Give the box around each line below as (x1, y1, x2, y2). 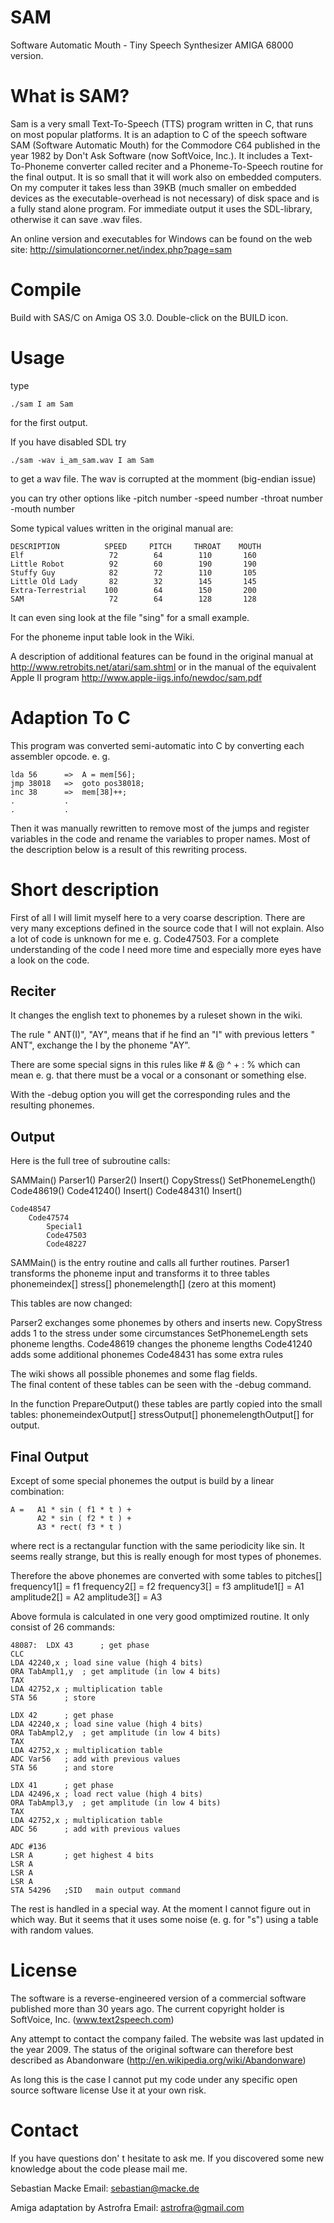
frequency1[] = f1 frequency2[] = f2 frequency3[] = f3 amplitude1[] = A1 (10, 1581, 305, 1593)
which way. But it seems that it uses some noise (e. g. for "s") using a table (10, 1914, 319, 1926)
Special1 (46, 1222, 83, 1232)
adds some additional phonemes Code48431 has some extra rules (10, 1349, 284, 1361)
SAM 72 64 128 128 (10, 594, 257, 604)
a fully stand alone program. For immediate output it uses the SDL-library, (10, 202, 313, 215)
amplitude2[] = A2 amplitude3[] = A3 (10, 1591, 163, 1603)
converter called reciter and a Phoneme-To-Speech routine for (66, 160, 324, 172)
